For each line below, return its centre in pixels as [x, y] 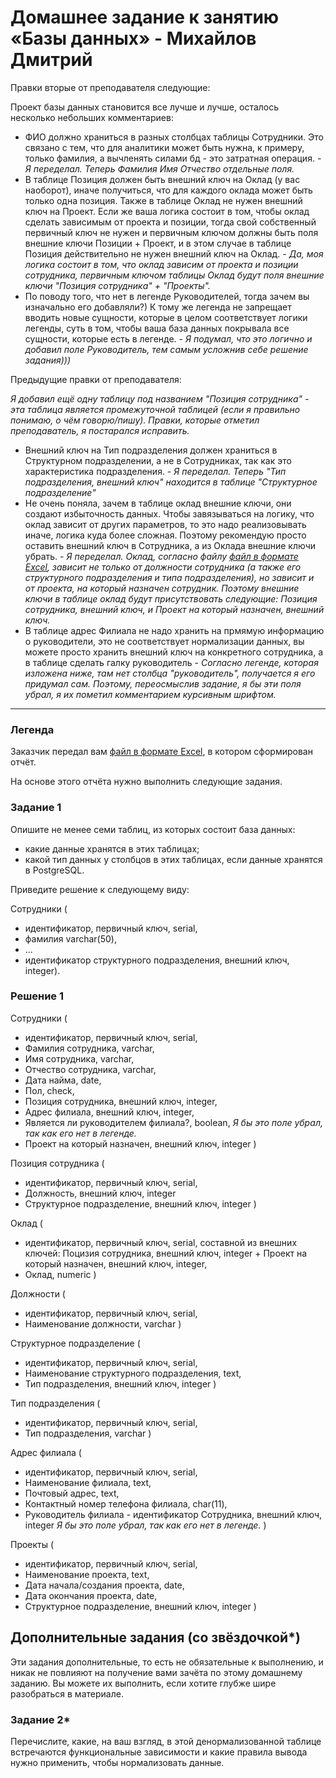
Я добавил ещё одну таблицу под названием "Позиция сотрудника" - [160, 398]
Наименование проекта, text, [87, 1574]
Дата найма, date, [63, 1080]
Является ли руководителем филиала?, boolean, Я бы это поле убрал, [174, 1122]
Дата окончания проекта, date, [91, 1595]
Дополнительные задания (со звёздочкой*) [155, 1637]
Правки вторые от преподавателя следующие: [110, 87]
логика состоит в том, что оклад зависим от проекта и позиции [161, 264]
